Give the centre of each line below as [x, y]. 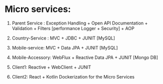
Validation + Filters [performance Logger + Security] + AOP [73, 28]
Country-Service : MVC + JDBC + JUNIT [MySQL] [63, 38]
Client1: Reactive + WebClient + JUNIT [51, 67]
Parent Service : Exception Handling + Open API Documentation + [80, 23]
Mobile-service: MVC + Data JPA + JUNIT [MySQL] [65, 47]
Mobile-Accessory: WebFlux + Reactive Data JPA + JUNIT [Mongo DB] [85, 57]
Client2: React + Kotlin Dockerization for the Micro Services [73, 76]
